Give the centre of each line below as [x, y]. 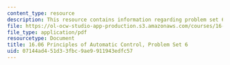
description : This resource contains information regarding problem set [113, 20]
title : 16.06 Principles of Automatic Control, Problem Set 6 [98, 45]
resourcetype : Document [41, 39]
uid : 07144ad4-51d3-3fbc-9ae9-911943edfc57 [70, 51]
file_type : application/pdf [47, 32]
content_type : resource [41, 13]
